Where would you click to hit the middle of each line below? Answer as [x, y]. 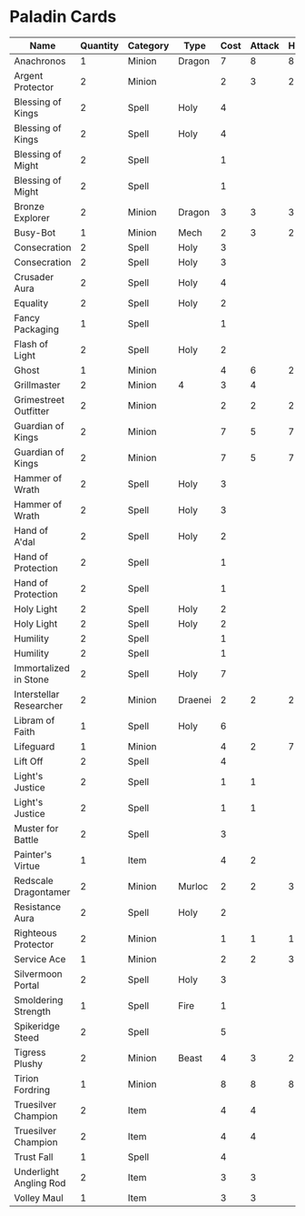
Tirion [26, 1078]
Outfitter [32, 411]
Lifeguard [34, 746]
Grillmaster [37, 385]
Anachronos [40, 61]
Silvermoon [39, 973]
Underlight [37, 1171]
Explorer [32, 217]
